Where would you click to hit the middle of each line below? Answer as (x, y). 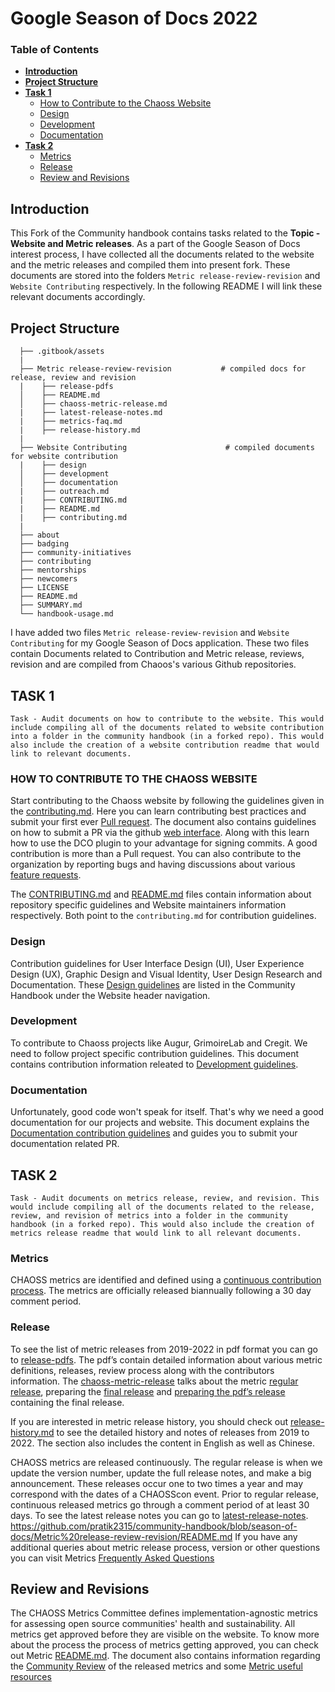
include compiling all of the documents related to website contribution (167, 727)
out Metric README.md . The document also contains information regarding (165, 1656)
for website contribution (64, 457)
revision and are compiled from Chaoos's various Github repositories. (153, 664)
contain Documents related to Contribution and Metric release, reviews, (157, 654)
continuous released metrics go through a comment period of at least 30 (160, 1504)
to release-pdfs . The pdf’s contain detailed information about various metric (166, 1359)
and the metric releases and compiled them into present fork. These (150, 265)
